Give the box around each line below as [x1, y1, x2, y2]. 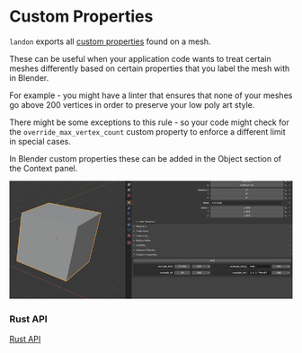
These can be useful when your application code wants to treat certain [9, 53, 271, 64]
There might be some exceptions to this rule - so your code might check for [9, 117, 289, 128]
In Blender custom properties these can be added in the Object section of [9, 153, 281, 163]
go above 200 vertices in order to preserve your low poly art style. [9, 99, 255, 110]
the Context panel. [9, 163, 78, 173]
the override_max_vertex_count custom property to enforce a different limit [9, 126, 286, 137]
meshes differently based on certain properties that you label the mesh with [9, 63, 290, 74]
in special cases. [9, 136, 72, 146]
